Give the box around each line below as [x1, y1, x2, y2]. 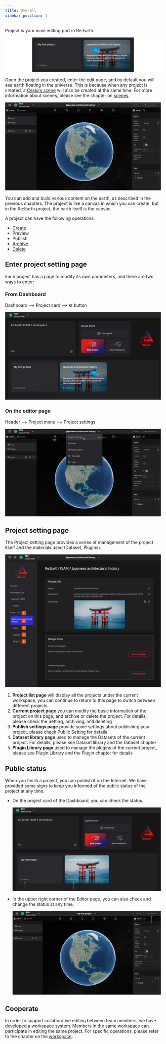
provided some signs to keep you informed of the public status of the [5, 783, 146, 789]
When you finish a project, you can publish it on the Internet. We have [5, 777, 147, 783]
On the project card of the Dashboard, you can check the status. [12, 797, 144, 803]
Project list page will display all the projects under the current [12, 692, 138, 698]
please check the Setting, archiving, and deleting [12, 718, 112, 725]
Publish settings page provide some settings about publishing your [12, 724, 150, 730]
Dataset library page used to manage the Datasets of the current [12, 734, 146, 740]
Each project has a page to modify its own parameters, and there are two [5, 273, 154, 279]
